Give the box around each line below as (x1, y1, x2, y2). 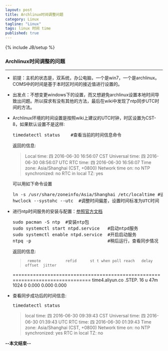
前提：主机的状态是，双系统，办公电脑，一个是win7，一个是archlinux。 (12, 75, 159, 81)
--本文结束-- (5, 340, 31, 346)
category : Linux (5, 17, 39, 22)
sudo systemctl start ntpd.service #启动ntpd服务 (12, 226, 138, 231)
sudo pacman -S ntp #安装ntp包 (12, 219, 89, 225)
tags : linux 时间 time (5, 26, 51, 31)
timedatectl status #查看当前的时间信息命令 (12, 132, 121, 138)
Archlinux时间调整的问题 (5, 58, 65, 65)
